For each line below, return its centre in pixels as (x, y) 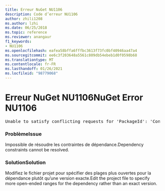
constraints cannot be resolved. (37, 150)
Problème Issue (23, 134)
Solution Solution (26, 163)
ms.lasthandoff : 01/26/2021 (34, 69)
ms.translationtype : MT (29, 60)
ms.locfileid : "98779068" (31, 73)
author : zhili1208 (24, 19)
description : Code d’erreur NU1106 (41, 14)
